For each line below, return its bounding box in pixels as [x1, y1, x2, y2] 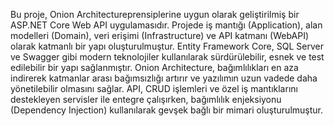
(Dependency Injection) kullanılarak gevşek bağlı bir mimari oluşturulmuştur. [10, 104, 323, 116]
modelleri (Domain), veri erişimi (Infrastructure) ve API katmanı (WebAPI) [10, 30, 310, 41]
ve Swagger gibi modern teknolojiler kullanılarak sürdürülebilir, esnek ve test [10, 51, 325, 63]
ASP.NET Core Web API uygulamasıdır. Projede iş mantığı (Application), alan [10, 19, 323, 31]
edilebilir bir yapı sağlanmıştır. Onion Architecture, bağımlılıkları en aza [10, 62, 299, 73]
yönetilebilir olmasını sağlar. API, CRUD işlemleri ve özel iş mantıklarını [10, 83, 298, 94]
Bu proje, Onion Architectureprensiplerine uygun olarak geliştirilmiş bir [10, 9, 300, 20]
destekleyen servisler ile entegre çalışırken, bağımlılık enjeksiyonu [10, 94, 282, 105]
